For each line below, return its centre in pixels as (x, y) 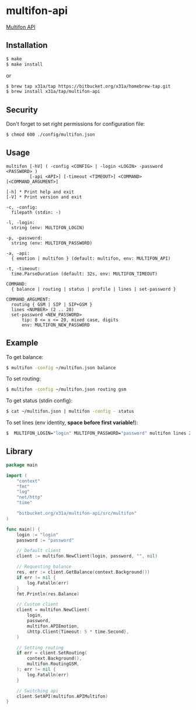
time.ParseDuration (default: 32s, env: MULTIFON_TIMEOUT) (85, 274)
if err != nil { (36, 577)
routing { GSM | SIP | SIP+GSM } (52, 304)
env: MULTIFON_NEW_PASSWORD (56, 325)
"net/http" (30, 497)
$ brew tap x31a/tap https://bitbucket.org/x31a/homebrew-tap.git (88, 86)
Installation (27, 45)
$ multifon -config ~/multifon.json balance (61, 368)
